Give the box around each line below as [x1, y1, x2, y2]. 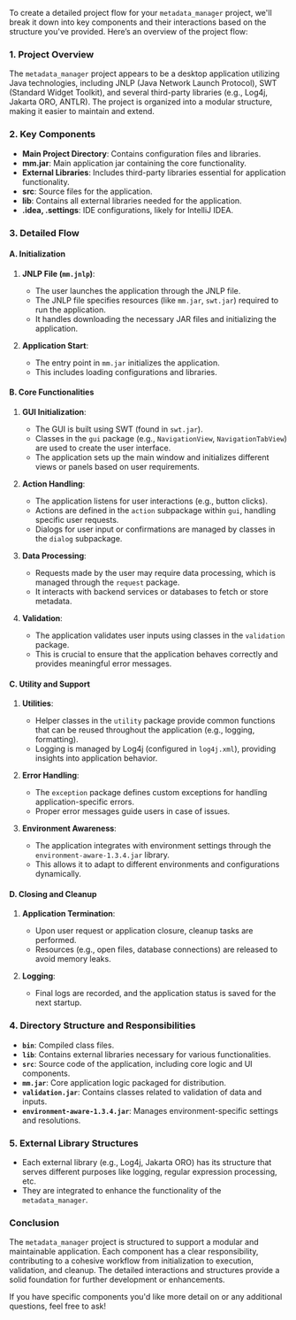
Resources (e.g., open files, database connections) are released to [34, 944, 278, 955]
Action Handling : [21, 478, 86, 489]
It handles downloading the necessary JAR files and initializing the [34, 313, 277, 324]
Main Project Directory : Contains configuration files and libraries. [21, 148, 262, 158]
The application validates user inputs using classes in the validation [34, 630, 285, 641]
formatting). [34, 734, 79, 745]
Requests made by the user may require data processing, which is [34, 567, 277, 578]
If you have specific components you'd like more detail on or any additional [9, 1292, 283, 1302]
